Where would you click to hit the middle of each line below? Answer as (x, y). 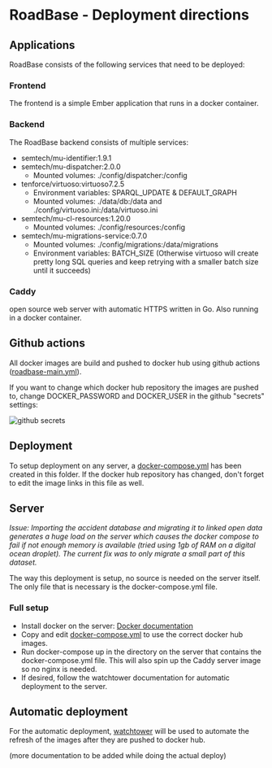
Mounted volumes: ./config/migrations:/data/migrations (125, 244)
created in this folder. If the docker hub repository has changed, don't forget (137, 474)
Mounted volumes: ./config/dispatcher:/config (110, 175)
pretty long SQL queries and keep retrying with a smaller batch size (146, 261)
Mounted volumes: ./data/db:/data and (97, 201)
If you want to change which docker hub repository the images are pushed (134, 387)
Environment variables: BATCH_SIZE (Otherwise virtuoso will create (146, 253)
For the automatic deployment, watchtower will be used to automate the (130, 731)
